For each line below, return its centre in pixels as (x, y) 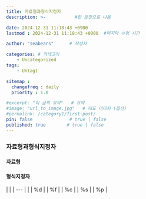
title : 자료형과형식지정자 (34, 11)
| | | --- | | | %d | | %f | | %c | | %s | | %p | (57, 190)
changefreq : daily (35, 87)
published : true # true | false (55, 125)
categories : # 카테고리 (33, 54)
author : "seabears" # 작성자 (47, 44)
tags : (13, 65)
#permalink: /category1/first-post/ (51, 114)
